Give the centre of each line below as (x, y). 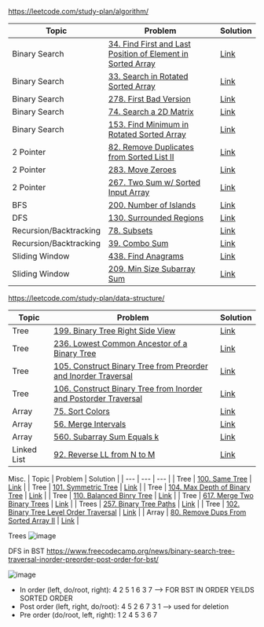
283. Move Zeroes (142, 170)
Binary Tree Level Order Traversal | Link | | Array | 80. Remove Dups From (127, 512)
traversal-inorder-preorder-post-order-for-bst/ (84, 559)
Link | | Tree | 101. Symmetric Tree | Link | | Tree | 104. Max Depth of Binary (129, 487)
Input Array (129, 192)
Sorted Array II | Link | (44, 521)
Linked (24, 449)
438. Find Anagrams (146, 256)
